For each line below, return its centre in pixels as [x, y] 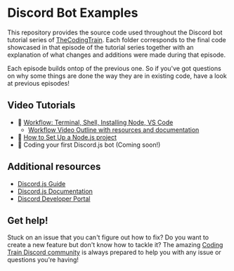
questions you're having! [43, 260]
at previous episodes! [39, 83]
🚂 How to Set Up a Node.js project [67, 137]
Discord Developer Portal [54, 199]
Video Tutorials [41, 106]
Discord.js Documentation [55, 191]
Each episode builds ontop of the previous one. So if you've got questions [114, 68]
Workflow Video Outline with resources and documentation [113, 130]
